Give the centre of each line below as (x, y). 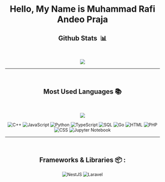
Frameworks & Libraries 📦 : (82, 160)
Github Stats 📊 (82, 38)
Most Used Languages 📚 (82, 92)
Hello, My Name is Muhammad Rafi (82, 9)
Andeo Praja (82, 19)
